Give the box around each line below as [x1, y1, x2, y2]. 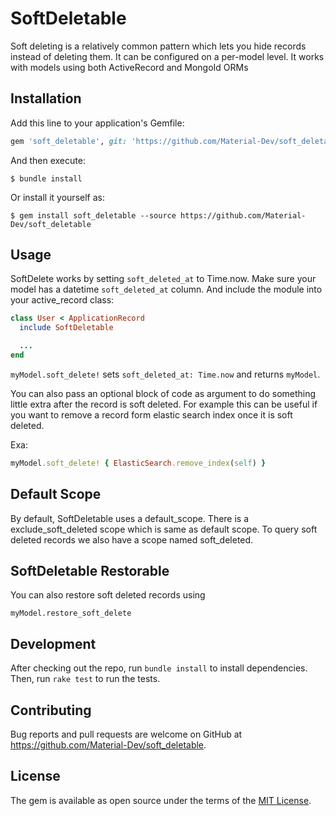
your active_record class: [10, 294, 115, 306]
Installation [10, 90, 82, 107]
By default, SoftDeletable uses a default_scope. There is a [10, 512, 250, 524]
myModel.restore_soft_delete [10, 608, 132, 619]
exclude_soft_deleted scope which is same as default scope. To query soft [10, 523, 318, 535]
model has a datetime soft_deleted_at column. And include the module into [10, 283, 323, 296]
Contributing [10, 702, 92, 719]
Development [10, 635, 97, 652]
